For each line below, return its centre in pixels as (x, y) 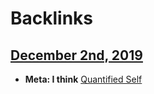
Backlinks (52, 18)
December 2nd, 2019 (76, 55)
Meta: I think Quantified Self (83, 79)
